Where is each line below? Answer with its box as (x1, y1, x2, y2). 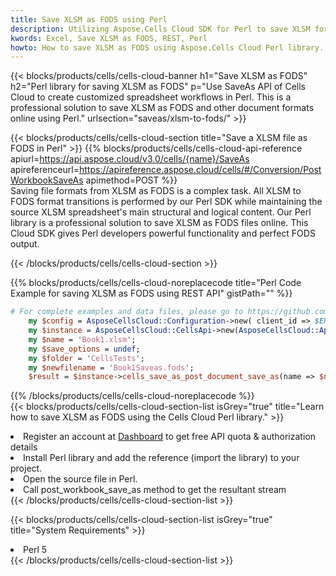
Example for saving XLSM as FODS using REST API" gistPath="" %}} (10, 287, 293, 300)
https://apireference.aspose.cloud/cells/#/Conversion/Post (79, 164, 322, 176)
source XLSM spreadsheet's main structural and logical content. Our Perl (10, 206, 312, 218)
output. (10, 238, 40, 250)
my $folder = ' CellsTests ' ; (28, 353, 145, 363)
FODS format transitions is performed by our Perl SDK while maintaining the (10, 196, 323, 208)
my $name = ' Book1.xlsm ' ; (28, 334, 137, 345)
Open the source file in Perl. (23, 473, 138, 485)
